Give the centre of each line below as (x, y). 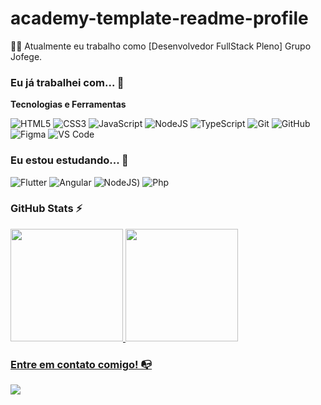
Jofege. (26, 56)
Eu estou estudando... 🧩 (69, 160)
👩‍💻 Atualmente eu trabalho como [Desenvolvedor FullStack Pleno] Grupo (161, 46)
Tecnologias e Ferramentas (68, 104)
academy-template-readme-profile (159, 18)
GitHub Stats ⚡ (46, 209)
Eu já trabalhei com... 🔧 (67, 82)
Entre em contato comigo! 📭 (81, 364)
